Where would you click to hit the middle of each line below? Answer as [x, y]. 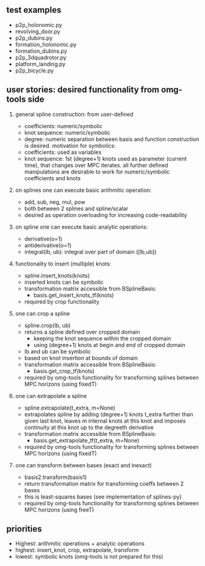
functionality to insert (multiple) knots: [63, 264]
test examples [34, 10]
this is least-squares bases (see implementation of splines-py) [103, 497]
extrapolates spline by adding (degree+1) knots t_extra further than [109, 414]
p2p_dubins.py [34, 38]
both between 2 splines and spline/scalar [76, 208]
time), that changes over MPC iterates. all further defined [96, 165]
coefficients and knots [52, 178]
